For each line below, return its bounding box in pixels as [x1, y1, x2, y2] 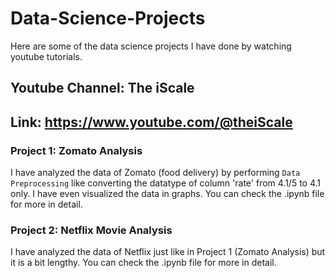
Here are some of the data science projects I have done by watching [10, 40, 292, 52]
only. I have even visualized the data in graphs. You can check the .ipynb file [10, 188, 325, 200]
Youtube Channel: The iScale [10, 80, 195, 97]
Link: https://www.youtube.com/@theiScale [10, 113, 293, 131]
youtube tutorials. [10, 50, 83, 62]
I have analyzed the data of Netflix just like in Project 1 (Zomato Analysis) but [10, 246, 326, 258]
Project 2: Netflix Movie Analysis [10, 223, 173, 237]
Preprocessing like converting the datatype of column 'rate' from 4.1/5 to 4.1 [10, 177, 322, 189]
